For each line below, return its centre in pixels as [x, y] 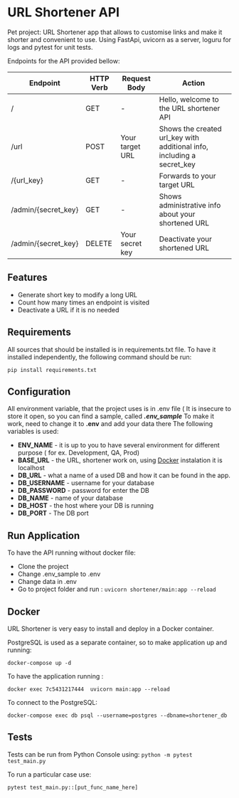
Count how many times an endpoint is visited [84, 302]
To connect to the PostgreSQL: [53, 702]
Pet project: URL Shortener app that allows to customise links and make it [115, 32]
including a [177, 155]
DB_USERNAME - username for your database [86, 483]
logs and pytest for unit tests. [50, 47]
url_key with [179, 137]
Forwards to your [187, 176]
